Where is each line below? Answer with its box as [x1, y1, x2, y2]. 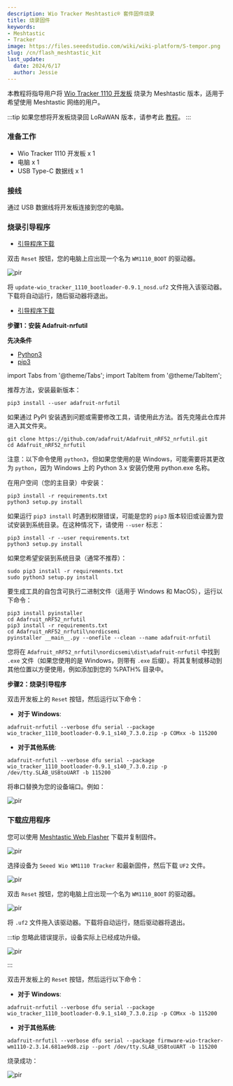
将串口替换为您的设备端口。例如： [7, 783, 106, 791]
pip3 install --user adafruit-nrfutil [7, 400, 120, 407]
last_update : [7, 56, 45, 63]
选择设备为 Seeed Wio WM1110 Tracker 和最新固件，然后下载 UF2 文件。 [7, 861, 210, 870]
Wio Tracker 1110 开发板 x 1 [17, 149, 96, 158]
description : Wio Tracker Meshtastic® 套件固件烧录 [7, 10, 155, 18]
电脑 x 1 [17, 158, 40, 166]
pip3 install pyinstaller [7, 610, 83, 617]
